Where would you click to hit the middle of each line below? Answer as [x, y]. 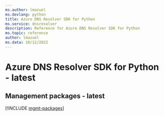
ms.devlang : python [26, 14]
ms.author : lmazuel [26, 10]
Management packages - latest [55, 96]
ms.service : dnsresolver [31, 24]
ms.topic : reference [27, 33]
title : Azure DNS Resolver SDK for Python [50, 19]
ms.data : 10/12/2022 [27, 42]
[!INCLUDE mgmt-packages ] [35, 108]
